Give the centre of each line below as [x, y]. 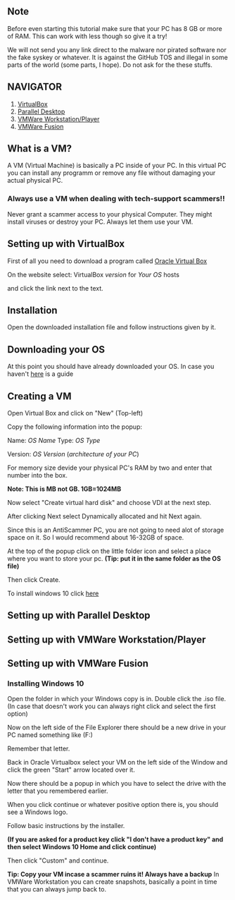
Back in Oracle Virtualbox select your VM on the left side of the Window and [118, 762]
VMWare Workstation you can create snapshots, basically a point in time [112, 882]
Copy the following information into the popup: [75, 427]
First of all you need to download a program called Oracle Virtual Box [107, 261]
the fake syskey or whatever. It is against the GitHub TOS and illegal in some [118, 57]
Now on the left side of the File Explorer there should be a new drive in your [117, 728]
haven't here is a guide [40, 374]
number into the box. [38, 475]
